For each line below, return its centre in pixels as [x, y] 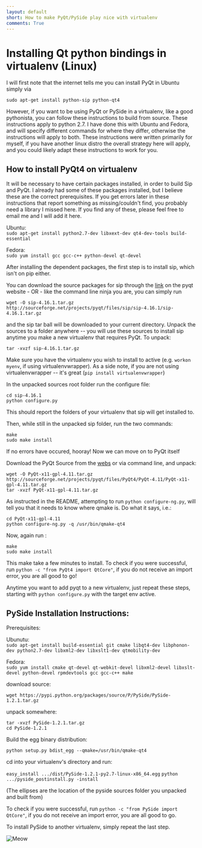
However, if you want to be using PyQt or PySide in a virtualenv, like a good [100, 111]
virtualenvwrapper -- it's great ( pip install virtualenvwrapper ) [86, 373]
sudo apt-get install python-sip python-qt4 [63, 101]
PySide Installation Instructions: [68, 613]
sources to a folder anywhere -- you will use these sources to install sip [95, 331]
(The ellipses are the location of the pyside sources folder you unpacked [96, 790]
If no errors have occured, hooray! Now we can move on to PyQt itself [93, 451]
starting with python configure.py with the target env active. [81, 594]
